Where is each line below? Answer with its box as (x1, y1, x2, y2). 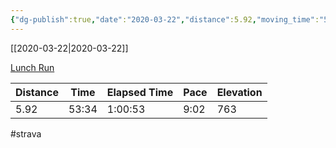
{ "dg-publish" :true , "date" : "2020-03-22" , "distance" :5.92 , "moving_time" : (10, 14, 320, 25)
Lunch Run (10, 61, 55, 73)
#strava (10, 127, 42, 140)
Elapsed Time (106, 85, 174, 99)
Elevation (216, 85, 263, 99)
